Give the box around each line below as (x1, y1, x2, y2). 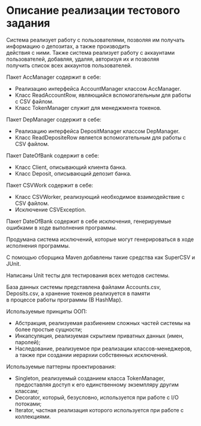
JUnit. (6, 260, 21, 267)
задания (6, 16, 50, 30)
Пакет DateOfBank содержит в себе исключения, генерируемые (6, 218, 172, 225)
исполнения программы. (6, 242, 70, 249)
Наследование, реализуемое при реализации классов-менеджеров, (14, 345, 192, 352)
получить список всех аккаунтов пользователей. (6, 61, 132, 69)
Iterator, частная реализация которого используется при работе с (14, 406, 184, 413)
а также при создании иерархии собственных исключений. (14, 351, 168, 358)
